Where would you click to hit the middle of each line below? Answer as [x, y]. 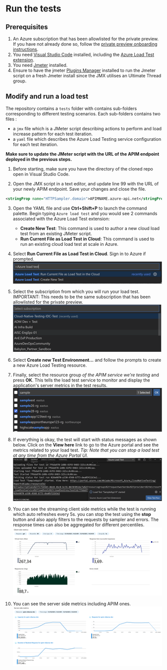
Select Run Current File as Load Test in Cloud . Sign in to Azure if [79, 254]
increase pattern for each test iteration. [53, 134]
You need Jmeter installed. [40, 65]
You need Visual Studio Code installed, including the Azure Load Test [83, 55]
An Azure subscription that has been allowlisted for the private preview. [86, 39]
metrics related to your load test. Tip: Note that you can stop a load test [86, 450]
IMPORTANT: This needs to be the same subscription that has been [82, 297]
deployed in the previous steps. [39, 159]
